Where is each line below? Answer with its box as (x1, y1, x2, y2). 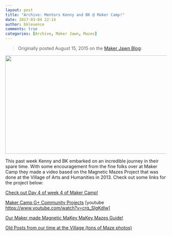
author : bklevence (5, 21, 45, 27)
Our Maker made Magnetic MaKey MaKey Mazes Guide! (5, 215, 124, 221)
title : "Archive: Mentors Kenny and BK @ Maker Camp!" (5, 12, 125, 17)
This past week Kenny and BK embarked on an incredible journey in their (5, 158, 159, 164)
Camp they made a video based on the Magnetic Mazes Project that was (5, 169, 159, 175)
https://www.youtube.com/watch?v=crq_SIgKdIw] (5, 205, 111, 211)
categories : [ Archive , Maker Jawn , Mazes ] (5, 31, 97, 36)
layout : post (5, 7, 33, 13)
